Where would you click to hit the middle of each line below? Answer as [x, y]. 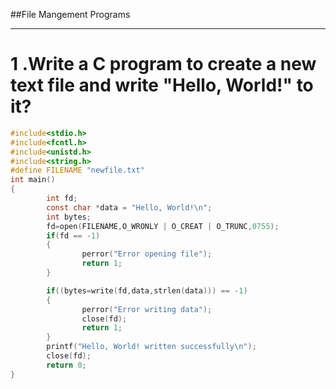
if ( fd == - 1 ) [73, 235]
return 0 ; [66, 365]
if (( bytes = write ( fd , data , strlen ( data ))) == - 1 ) [147, 290]
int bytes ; [69, 217]
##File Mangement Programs [70, 14]
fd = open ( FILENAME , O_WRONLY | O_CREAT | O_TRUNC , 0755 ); [163, 226]
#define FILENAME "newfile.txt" [77, 170]
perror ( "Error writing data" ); [147, 309]
